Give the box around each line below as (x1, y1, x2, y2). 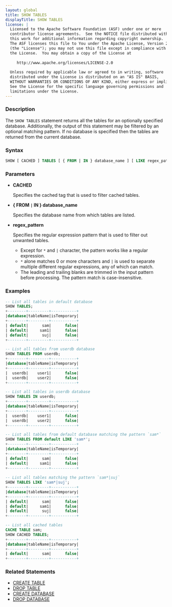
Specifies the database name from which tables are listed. (12, 212, 136, 218)
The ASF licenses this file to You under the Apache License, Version (10, 41, 164, 46)
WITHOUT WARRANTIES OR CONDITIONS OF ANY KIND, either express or (10, 79, 155, 84)
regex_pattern (12, 222, 44, 228)
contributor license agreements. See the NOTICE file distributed (10, 31, 157, 36)
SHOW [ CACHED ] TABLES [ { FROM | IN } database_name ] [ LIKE (5, 158, 145, 163)
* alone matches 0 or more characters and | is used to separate (20, 258, 155, 265)
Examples (5, 287, 31, 295)
